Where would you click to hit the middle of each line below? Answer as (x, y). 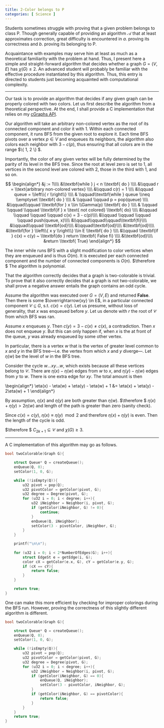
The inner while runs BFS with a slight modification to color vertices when (79, 250)
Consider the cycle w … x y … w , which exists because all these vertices (75, 365)
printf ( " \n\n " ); (31, 544)
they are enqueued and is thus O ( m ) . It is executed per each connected (77, 255)
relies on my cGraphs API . (31, 114)
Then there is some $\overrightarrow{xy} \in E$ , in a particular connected (79, 300)
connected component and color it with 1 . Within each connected (71, 129)
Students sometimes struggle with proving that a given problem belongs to (80, 28)
